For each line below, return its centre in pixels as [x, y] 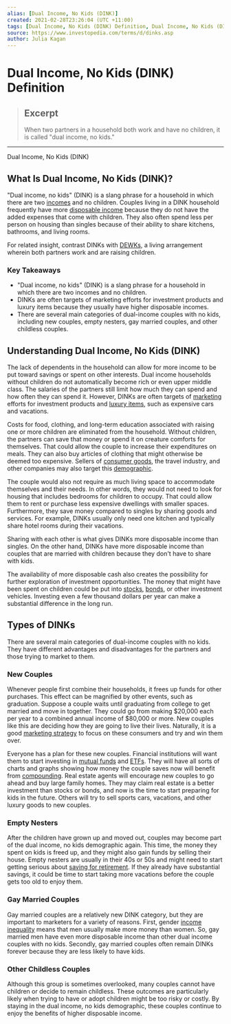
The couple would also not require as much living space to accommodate [111, 482]
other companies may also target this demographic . [80, 468]
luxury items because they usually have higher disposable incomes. [113, 307]
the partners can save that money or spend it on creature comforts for [107, 439]
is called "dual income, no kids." [69, 137]
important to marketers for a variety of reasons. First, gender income [104, 922]
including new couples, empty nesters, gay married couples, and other [117, 322]
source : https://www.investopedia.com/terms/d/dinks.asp [90, 33]
